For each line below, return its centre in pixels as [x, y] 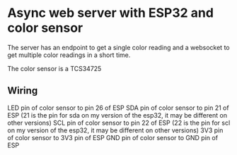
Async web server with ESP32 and [111, 13]
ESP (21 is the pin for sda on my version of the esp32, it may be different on [117, 115]
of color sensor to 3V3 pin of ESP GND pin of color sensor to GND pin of [112, 137]
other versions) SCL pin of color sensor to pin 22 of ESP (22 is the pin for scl [119, 123]
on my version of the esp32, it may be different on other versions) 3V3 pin [115, 130]
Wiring [23, 91]
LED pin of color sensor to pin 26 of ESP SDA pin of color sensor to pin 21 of [118, 108]
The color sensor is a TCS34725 [54, 68]
